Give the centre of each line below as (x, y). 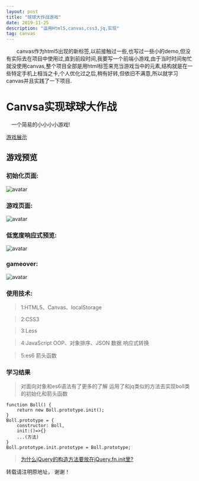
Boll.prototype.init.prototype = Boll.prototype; (69, 448)
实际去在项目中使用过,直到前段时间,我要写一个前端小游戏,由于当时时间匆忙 (102, 59)
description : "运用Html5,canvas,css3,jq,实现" (63, 28)
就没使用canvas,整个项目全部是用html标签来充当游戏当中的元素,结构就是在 (97, 66)
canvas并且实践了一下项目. (39, 81)
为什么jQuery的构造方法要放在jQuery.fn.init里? (77, 459)
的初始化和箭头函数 (44, 394)
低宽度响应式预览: (32, 235)
